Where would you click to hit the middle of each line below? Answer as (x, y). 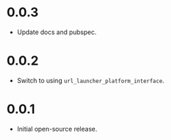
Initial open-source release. (57, 129)
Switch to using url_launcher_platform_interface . (90, 80)
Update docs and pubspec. (57, 32)
